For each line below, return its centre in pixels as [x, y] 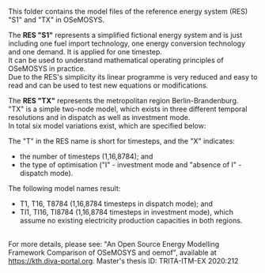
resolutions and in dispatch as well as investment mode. [99, 117]
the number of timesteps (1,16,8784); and [86, 156]
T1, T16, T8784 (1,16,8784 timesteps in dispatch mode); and [116, 204]
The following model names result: [64, 188]
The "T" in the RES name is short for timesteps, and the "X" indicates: [122, 141]
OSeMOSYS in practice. [47, 69]
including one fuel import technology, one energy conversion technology [127, 43]
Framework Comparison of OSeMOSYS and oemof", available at [113, 252]
